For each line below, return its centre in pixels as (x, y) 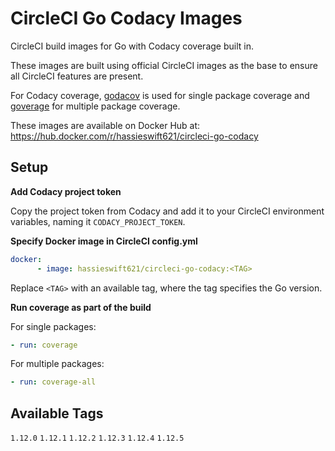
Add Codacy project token (66, 191)
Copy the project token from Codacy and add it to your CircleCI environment (167, 211)
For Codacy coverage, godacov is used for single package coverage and (160, 95)
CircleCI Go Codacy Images (126, 18)
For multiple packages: (57, 364)
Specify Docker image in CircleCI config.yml (104, 241)
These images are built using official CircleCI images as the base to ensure (164, 65)
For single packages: (53, 326)
